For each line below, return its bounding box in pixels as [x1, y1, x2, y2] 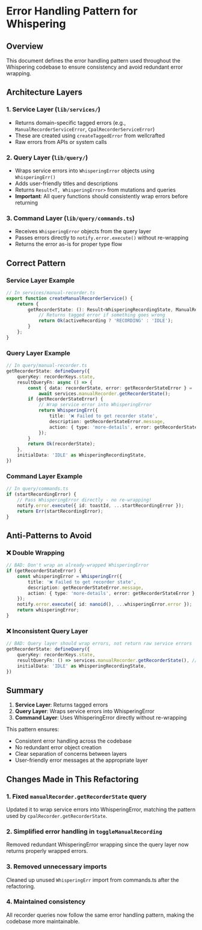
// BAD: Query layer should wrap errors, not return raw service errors [6, 641, 192, 647]
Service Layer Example [6, 276, 75, 284]
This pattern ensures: [6, 726, 60, 733]
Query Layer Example [6, 348, 70, 357]
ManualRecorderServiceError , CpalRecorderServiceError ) [14, 125, 155, 133]
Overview [6, 41, 44, 51]
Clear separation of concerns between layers [14, 750, 127, 758]
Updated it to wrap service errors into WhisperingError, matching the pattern [6, 806, 196, 813]
